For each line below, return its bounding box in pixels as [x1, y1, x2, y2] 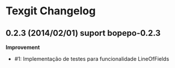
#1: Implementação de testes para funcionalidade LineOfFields [14, 55, 170, 62]
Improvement [5, 44, 40, 51]
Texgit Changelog [5, 4, 96, 18]
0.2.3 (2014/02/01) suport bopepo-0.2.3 [5, 28, 161, 38]
